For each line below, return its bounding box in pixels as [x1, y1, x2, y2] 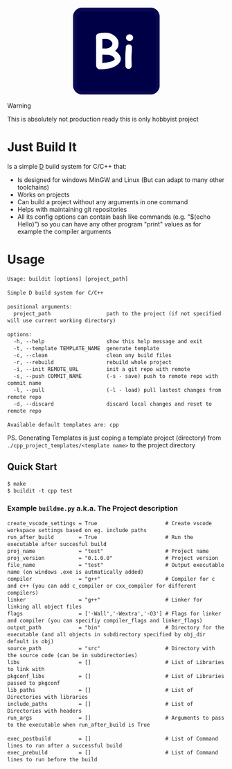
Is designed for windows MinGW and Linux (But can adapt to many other [17, 175, 225, 184]
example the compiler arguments [17, 227, 112, 235]
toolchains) [17, 183, 50, 191]
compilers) [7, 589, 39, 596]
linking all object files [7, 603, 82, 610]
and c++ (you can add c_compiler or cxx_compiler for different [7, 582, 197, 589]
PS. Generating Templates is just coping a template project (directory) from [7, 433, 222, 442]
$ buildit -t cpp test [7, 487, 73, 494]
